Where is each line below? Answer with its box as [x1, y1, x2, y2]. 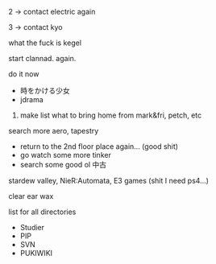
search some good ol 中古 [19, 160, 107, 169]
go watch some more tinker [19, 151, 111, 159]
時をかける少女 [19, 86, 70, 95]
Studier [19, 223, 45, 232]
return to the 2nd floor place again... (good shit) [19, 142, 179, 151]
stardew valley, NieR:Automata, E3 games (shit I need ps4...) [8, 176, 210, 185]
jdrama [19, 95, 44, 104]
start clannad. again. [8, 54, 77, 63]
